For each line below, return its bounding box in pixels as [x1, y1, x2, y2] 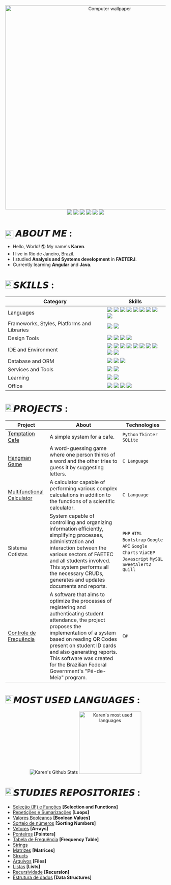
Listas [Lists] [12, 863, 41, 870]
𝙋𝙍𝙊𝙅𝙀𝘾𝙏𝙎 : [13, 403, 68, 415]
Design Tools [8, 334, 39, 342]
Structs [12, 852, 28, 858]
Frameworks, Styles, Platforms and [8, 320, 91, 327]
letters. [49, 470, 67, 477]
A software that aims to [49, 591, 105, 598]
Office [8, 382, 23, 390]
